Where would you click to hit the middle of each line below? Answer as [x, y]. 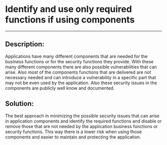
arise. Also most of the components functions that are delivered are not [78, 72]
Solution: [19, 104]
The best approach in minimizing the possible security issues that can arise [83, 116]
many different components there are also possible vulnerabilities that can [81, 67]
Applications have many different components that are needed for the [77, 56]
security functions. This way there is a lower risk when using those [74, 132]
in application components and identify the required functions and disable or [83, 121]
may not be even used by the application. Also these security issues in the [81, 83]
